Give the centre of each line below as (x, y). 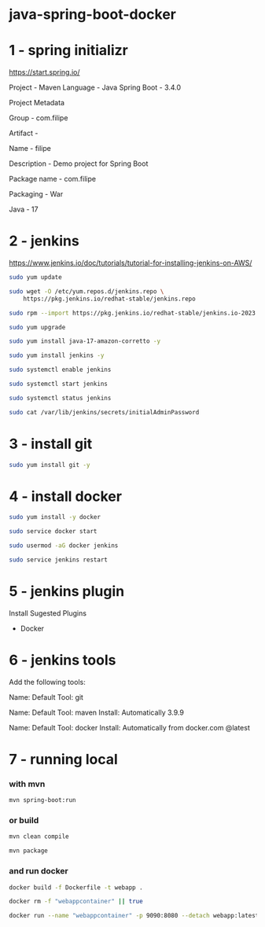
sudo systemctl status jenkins (60, 398)
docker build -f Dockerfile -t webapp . (76, 887)
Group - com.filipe (39, 118)
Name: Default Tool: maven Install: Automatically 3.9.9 (96, 712)
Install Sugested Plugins (48, 613)
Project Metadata (37, 103)
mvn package (28, 851)
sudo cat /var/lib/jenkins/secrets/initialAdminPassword (104, 412)
